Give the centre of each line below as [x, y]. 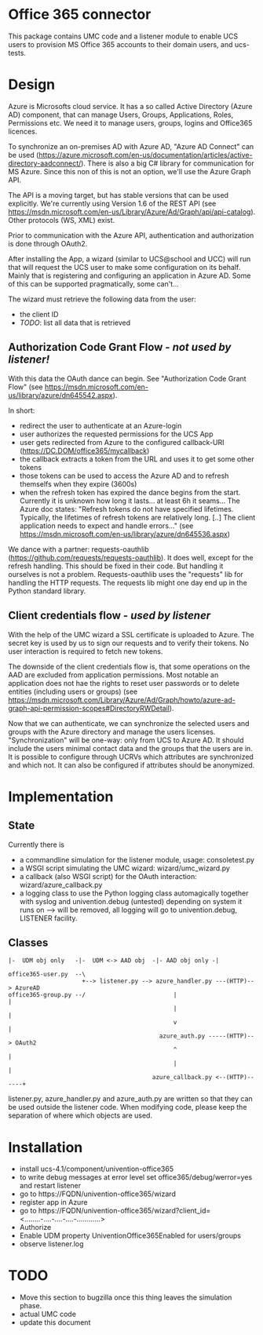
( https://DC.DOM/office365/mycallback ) [84, 450]
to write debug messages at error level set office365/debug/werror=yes [136, 1177]
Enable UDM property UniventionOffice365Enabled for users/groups [130, 1236]
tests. [17, 53]
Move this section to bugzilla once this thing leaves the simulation [126, 1297]
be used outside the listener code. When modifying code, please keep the [128, 1107]
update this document [55, 1322]
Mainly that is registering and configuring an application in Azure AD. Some [130, 275]
